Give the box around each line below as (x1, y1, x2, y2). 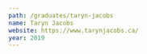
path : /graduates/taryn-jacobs (8, 11, 114, 20)
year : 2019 (8, 33, 45, 42)
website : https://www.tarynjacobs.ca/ (8, 26, 139, 34)
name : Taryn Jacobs (8, 19, 74, 27)
